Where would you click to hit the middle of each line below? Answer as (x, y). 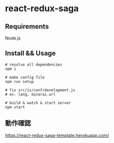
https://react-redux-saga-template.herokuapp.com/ (57, 135)
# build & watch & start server (38, 103)
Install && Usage (31, 53)
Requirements (27, 27)
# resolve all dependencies (34, 64)
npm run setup (20, 81)
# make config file (25, 77)
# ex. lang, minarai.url (30, 94)
